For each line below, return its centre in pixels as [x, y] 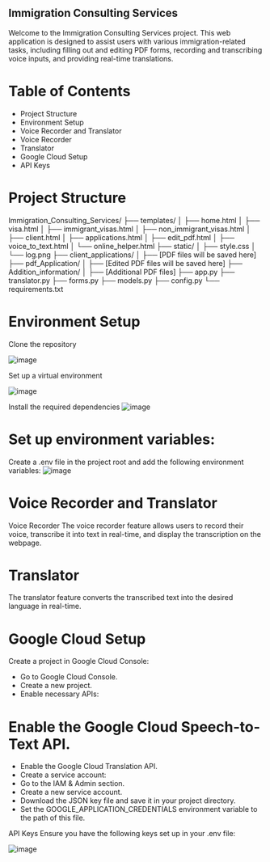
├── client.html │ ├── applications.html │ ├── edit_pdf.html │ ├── [122, 237]
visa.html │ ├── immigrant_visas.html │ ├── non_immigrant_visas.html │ [130, 229]
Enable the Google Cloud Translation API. [89, 767]
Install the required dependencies [64, 407]
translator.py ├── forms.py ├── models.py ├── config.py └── [114, 280]
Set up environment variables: [112, 439]
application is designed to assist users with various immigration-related [127, 41]
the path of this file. [53, 818]
